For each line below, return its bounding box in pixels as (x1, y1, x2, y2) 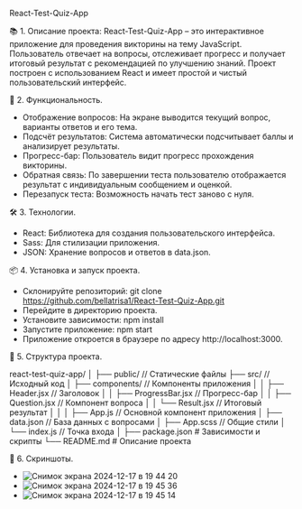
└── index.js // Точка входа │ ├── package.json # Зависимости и (9, 426, 261, 437)
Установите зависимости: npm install (22, 315, 164, 325)
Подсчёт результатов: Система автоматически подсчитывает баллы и (22, 131, 294, 142)
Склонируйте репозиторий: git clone (22, 286, 162, 296)
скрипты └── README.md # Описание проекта (9, 436, 192, 446)
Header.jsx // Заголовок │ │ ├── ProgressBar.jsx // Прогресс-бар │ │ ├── (9, 388, 291, 398)
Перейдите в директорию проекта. (22, 305, 158, 315)
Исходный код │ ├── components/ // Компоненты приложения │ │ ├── (9, 378, 284, 389)
